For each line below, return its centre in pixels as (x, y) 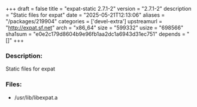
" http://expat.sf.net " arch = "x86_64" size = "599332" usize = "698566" (95, 27)
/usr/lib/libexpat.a (36, 97)
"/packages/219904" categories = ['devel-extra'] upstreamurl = (84, 21)
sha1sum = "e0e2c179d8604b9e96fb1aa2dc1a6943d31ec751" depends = (96, 34)
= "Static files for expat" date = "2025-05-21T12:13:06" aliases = (85, 15)
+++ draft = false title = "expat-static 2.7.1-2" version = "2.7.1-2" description (99, 9)
